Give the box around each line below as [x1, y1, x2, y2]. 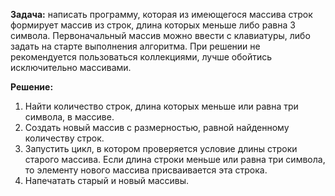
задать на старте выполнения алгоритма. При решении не [10, 40, 261, 52]
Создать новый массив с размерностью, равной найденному [24, 122, 290, 133]
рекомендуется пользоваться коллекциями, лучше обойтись [10, 51, 273, 63]
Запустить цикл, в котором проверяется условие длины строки [24, 143, 298, 154]
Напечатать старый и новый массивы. [24, 175, 190, 186]
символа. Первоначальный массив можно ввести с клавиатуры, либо [10, 30, 311, 41]
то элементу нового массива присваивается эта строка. [24, 164, 268, 176]
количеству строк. [24, 132, 105, 144]
